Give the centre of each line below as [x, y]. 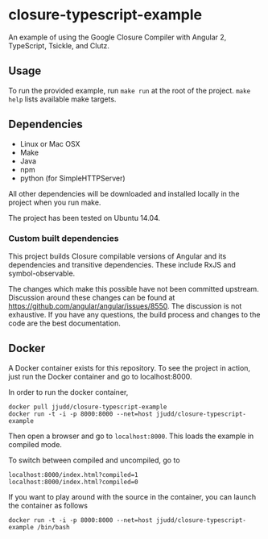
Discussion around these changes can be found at [92, 297]
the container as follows [48, 505]
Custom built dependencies [64, 238]
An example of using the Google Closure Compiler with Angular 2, [118, 37]
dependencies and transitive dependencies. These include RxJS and [122, 264]
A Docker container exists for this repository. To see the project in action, [130, 367]
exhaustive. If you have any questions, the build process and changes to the [134, 314]
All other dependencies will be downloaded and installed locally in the [124, 193]
